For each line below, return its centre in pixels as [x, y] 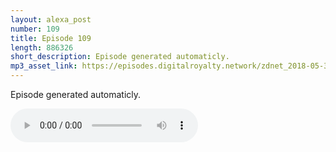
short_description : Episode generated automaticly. [120, 57]
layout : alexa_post [51, 19]
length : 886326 [42, 47]
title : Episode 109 [51, 38]
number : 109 [35, 29]
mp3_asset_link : [44, 66]
